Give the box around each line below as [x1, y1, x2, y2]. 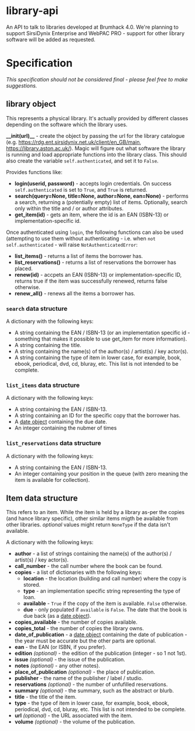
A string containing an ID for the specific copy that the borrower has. [14, 412, 180, 419]
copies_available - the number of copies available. [14, 618, 138, 625]
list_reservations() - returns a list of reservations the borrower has [14, 259, 177, 266]
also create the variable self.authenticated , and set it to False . [6, 157, 159, 164]
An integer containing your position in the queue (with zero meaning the [14, 470, 189, 477]
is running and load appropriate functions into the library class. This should [6, 151, 187, 158]
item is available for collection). [14, 476, 90, 483]
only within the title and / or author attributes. [14, 205, 124, 212]
